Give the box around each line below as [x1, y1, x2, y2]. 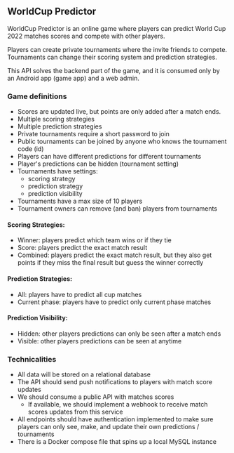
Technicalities [7, 354, 57, 364]
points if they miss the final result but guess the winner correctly [17, 258, 204, 267]
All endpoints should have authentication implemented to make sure [17, 415, 214, 424]
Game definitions [7, 91, 67, 101]
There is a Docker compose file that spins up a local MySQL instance [17, 438, 217, 446]
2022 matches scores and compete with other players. [7, 32, 165, 40]
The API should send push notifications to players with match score [17, 378, 212, 386]
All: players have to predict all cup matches [17, 290, 142, 298]
